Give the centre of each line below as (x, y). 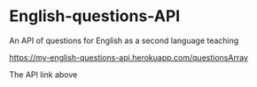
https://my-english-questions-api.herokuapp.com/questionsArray (128, 57)
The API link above (43, 74)
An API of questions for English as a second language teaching (124, 40)
